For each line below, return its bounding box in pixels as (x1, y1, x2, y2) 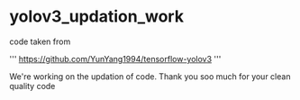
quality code (9, 80, 56, 91)
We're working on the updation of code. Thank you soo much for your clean (9, 70, 291, 82)
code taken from (9, 36, 71, 47)
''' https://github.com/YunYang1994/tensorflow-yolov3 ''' (9, 53, 222, 64)
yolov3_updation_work (9, 6, 185, 27)
